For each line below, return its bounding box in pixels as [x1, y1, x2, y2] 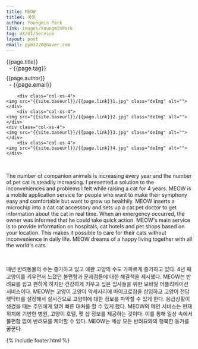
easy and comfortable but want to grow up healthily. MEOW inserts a [6, 197, 175, 205]
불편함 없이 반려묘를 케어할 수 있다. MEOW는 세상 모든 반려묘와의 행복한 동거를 [6, 317, 190, 325]
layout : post [6, 36, 39, 42]
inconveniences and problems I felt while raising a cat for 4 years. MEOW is [6, 185, 191, 192]
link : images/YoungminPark [6, 25, 73, 32]
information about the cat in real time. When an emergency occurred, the [6, 210, 186, 217]
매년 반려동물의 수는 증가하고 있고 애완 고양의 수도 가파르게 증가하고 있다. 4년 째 [6, 265, 192, 272]
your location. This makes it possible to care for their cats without [6, 229, 166, 236]
